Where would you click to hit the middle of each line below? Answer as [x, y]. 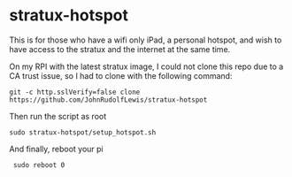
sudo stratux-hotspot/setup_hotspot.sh [83, 132]
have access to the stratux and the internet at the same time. [120, 49]
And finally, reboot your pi [56, 149]
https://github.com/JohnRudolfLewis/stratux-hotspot [108, 100]
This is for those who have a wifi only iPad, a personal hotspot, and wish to [146, 40]
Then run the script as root [58, 116]
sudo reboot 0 [39, 165]
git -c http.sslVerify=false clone [75, 92]
